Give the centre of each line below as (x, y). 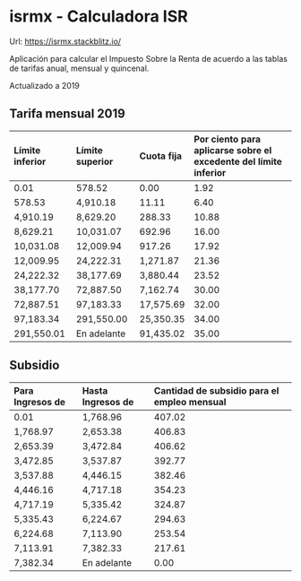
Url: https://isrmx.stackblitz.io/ (65, 41)
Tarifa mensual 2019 (67, 114)
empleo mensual (190, 402)
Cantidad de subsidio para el (216, 390)
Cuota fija (160, 156)
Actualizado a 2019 (45, 85)
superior (95, 161)
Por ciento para (228, 139)
